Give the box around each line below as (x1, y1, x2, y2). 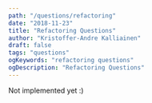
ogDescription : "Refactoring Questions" (8, 64, 146, 72)
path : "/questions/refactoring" (8, 11, 116, 20)
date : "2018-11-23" (8, 19, 74, 27)
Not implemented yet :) (8, 85, 84, 95)
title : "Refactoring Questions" (8, 26, 116, 34)
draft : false (8, 42, 52, 50)
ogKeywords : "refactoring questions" (8, 57, 134, 65)
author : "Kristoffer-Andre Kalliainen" (8, 34, 142, 42)
